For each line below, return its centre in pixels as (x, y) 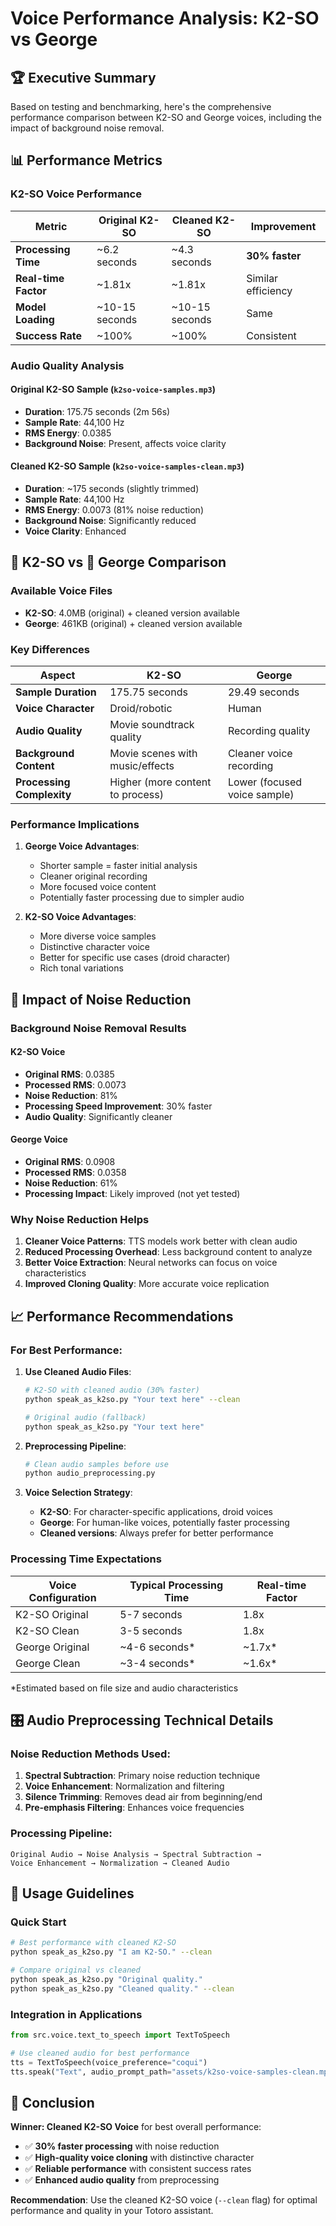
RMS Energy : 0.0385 (68, 433)
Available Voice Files (61, 591)
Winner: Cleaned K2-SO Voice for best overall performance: (136, 2127)
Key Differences (50, 649)
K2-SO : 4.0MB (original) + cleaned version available (132, 613)
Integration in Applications (76, 2014)
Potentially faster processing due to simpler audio (142, 898)
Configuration (62, 1597)
